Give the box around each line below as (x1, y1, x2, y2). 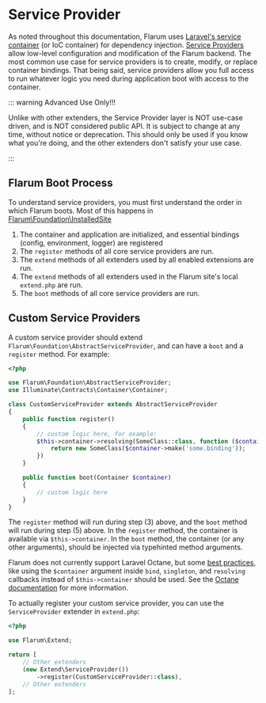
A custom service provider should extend (8, 332, 143, 342)
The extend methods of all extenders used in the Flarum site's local (19, 272, 238, 281)
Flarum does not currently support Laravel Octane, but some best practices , (8, 558, 256, 568)
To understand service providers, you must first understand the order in (8, 197, 242, 207)
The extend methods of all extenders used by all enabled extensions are (19, 255, 255, 264)
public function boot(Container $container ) (22, 473, 172, 482)
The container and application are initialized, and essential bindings (19, 230, 240, 239)
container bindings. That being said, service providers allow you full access (8, 65, 255, 74)
